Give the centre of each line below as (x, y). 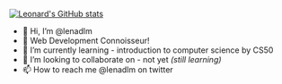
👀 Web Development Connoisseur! (86, 41)
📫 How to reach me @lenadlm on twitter (97, 70)
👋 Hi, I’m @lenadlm (57, 31)
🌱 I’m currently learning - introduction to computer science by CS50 (148, 50)
